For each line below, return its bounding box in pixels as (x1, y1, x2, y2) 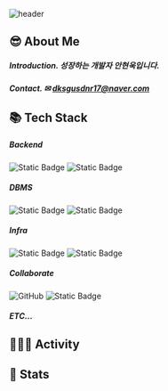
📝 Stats (9, 367, 50, 382)
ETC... (9, 311, 33, 322)
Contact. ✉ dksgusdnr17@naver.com (9, 83, 150, 94)
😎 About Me (9, 34, 80, 49)
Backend (9, 139, 43, 151)
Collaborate (9, 268, 55, 279)
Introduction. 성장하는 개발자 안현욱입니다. (9, 60, 160, 70)
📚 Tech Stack (9, 110, 88, 125)
